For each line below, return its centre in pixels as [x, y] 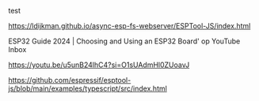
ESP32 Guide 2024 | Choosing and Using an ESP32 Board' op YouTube [124, 41]
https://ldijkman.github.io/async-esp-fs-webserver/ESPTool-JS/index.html [129, 26]
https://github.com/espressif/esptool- [70, 80]
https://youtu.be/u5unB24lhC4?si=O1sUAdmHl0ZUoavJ [99, 65]
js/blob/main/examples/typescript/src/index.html [88, 88]
